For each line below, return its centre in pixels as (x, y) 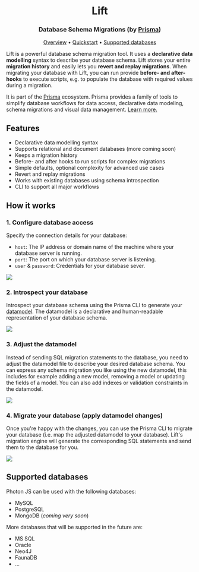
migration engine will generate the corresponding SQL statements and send (99, 441)
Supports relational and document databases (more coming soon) (95, 149)
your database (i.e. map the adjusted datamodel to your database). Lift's (94, 434)
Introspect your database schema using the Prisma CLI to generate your (94, 305)
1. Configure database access (50, 222)
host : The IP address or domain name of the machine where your (94, 247)
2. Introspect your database (47, 292)
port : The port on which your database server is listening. (85, 259)
